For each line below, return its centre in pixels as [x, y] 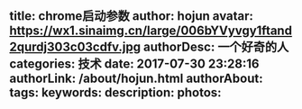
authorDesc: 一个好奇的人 [216, 47]
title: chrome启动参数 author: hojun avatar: [132, 16]
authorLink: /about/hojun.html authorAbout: [136, 79]
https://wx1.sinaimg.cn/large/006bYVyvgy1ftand [151, 31]
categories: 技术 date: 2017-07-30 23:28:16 [134, 64]
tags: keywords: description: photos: [116, 93]
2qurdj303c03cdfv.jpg [75, 47]
